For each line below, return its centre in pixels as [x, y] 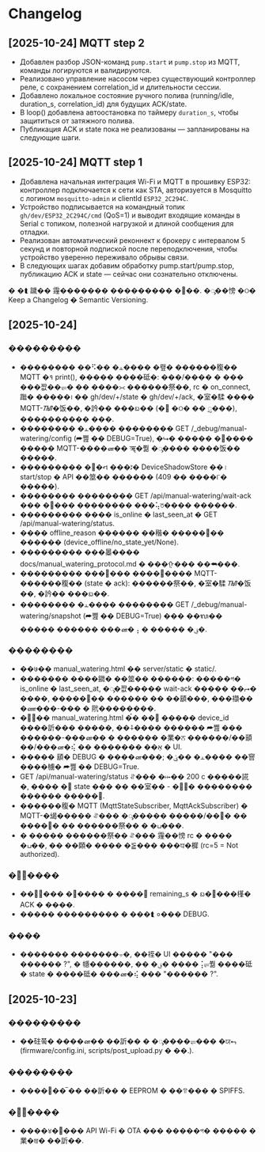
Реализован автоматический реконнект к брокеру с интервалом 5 [132, 240]
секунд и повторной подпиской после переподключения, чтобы [128, 248]
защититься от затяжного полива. [77, 121]
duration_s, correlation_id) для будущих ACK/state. [103, 104]
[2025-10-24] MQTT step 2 [76, 43]
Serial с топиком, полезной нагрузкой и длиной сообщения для [127, 223]
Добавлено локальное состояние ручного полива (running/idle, [127, 95]
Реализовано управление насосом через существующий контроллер [137, 79]
